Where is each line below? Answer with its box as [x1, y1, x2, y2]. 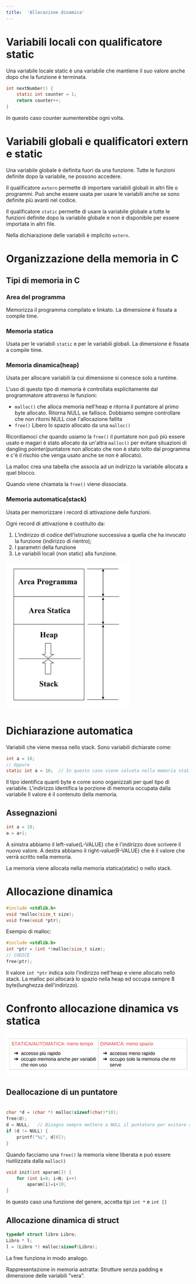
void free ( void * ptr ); [6, 917, 61, 923]
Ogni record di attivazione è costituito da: [6, 520, 106, 527]
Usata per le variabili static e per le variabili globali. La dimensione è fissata [6, 340, 190, 347]
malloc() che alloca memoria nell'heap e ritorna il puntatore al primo [14, 403, 179, 410]
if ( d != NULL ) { [6, 1128, 48, 1134]
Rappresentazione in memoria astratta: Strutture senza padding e [6, 1266, 163, 1273]
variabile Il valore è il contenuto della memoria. [6, 791, 118, 798]
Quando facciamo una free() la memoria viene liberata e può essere [6, 1151, 171, 1158]
